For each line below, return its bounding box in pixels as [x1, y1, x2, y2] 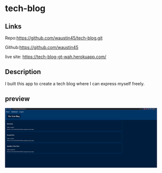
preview [5, 95, 30, 103]
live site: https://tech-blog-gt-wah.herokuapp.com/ [5, 54, 107, 60]
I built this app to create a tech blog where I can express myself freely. [5, 80, 145, 86]
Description [5, 68, 41, 76]
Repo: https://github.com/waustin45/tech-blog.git [5, 35, 103, 41]
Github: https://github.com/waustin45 [5, 45, 79, 50]
